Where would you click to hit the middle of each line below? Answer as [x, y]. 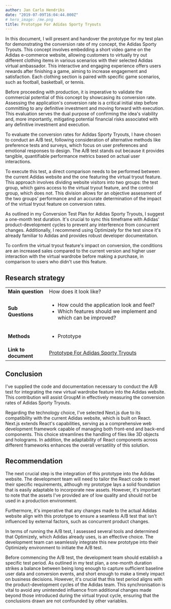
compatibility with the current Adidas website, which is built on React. [78, 418]
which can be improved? [87, 318]
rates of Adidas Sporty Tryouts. [38, 403]
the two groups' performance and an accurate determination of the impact [83, 199]
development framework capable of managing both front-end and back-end [85, 429]
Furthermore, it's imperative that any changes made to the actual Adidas [81, 510]
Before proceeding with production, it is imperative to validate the [74, 92]
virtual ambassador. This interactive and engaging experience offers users [83, 66]
